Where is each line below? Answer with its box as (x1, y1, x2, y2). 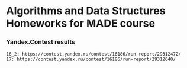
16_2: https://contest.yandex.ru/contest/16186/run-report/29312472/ (6, 51, 182, 57)
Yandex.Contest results (6, 38, 75, 46)
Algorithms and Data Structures (6, 4, 166, 18)
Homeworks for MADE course (6, 17, 156, 30)
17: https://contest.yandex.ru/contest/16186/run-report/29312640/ (6, 56, 176, 63)
